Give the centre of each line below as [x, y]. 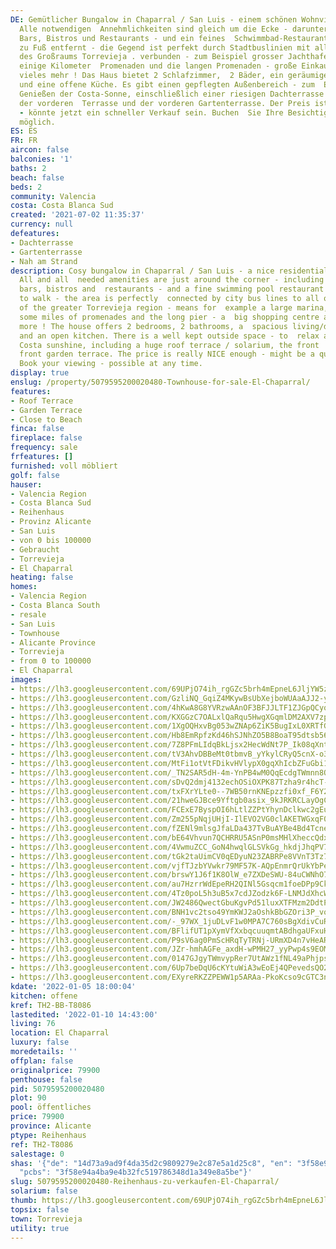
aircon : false [40, 150]
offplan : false [42, 1061]
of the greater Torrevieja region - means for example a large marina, [174, 308]
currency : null [42, 224]
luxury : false [40, 1042]
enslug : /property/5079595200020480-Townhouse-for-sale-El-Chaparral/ [160, 382]
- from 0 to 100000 [51, 661]
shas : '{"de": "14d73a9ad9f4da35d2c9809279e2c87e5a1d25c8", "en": [151, 1163]
